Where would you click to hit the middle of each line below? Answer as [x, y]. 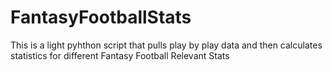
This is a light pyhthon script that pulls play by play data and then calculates [166, 45]
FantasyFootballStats [101, 17]
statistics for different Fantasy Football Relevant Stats [120, 55]
